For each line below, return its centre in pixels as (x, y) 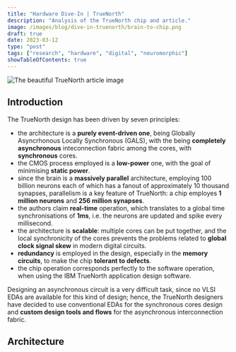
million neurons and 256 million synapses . (81, 200)
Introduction (35, 102)
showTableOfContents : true (47, 60)
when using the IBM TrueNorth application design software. (104, 276)
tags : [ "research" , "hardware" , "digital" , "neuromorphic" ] (98, 54)
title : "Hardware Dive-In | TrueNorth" (66, 14)
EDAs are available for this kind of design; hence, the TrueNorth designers (116, 297)
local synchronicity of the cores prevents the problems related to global (122, 238)
